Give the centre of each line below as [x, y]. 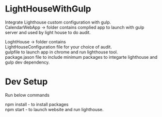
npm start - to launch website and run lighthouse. [54, 109]
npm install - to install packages [37, 104]
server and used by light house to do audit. [48, 32]
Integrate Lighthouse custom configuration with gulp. [58, 22]
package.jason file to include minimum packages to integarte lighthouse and [81, 57]
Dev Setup [26, 82]
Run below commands [27, 95]
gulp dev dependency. [27, 62]
